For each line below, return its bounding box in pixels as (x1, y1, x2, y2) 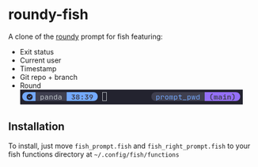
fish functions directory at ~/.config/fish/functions (8, 149, 180, 159)
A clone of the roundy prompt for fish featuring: (8, 32, 164, 41)
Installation (8, 120, 65, 134)
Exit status (19, 47, 54, 56)
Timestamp (19, 63, 57, 73)
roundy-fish (8, 6, 89, 24)
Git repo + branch (19, 72, 78, 82)
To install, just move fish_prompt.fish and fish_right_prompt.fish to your (8, 141, 251, 150)
